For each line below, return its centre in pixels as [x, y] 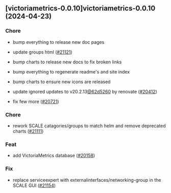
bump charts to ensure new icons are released [62, 82]
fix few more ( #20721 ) [36, 101]
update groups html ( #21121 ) [42, 52]
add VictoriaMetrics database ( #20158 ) [54, 156]
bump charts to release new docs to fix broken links [67, 62]
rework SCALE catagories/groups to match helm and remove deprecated [89, 126]
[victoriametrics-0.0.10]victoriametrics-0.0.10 [80, 8]
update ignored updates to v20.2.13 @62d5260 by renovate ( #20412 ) [85, 91]
